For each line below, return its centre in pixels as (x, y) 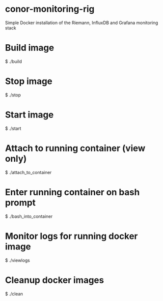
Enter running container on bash (72, 192)
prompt (20, 202)
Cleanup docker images (54, 280)
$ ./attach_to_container (28, 172)
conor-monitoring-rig (50, 9)
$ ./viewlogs (18, 260)
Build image (30, 48)
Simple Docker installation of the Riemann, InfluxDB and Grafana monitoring (82, 23)
